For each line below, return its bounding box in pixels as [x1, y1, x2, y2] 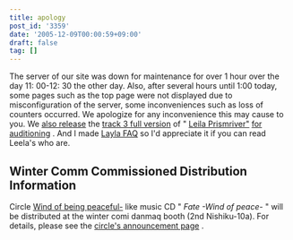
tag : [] [9, 47, 39, 56]
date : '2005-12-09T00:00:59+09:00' [9, 30, 142, 39]
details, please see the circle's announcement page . [9, 220, 204, 231]
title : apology [9, 13, 66, 22]
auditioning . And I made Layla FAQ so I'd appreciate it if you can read [9, 128, 266, 139]
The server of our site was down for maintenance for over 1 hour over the [9, 71, 280, 81]
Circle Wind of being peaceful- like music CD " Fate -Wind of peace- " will [9, 201, 284, 211]
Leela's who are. [9, 138, 71, 149]
